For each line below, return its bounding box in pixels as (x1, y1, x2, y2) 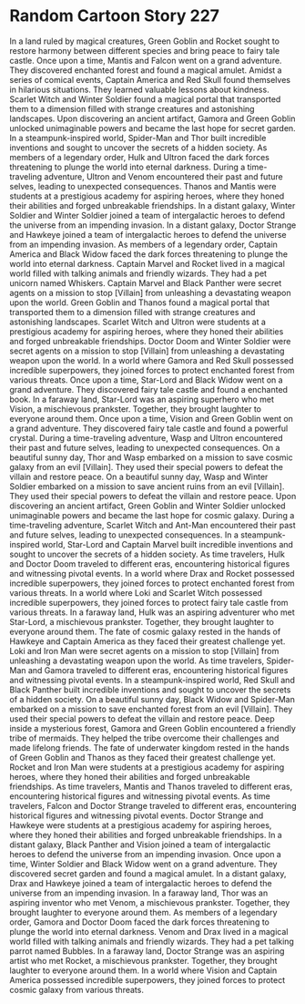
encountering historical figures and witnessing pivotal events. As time (9, 790, 270, 802)
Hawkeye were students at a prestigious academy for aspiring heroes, (9, 819, 272, 830)
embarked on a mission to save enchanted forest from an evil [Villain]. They (9, 703, 293, 714)
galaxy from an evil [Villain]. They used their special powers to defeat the (9, 461, 284, 472)
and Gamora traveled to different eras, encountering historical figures (27, 664, 289, 675)
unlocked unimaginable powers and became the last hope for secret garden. (9, 122, 296, 133)
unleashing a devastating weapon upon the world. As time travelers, (9, 655, 265, 666)
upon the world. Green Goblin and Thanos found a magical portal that (9, 297, 270, 308)
